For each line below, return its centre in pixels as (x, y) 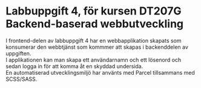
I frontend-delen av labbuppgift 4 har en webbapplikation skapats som (94, 40)
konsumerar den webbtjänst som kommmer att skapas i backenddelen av (97, 47)
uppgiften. (18, 53)
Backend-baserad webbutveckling (95, 24)
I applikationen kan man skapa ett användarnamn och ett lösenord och (94, 60)
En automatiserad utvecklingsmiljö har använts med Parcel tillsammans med (100, 72)
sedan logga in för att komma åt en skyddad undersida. (74, 66)
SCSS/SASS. (21, 79)
